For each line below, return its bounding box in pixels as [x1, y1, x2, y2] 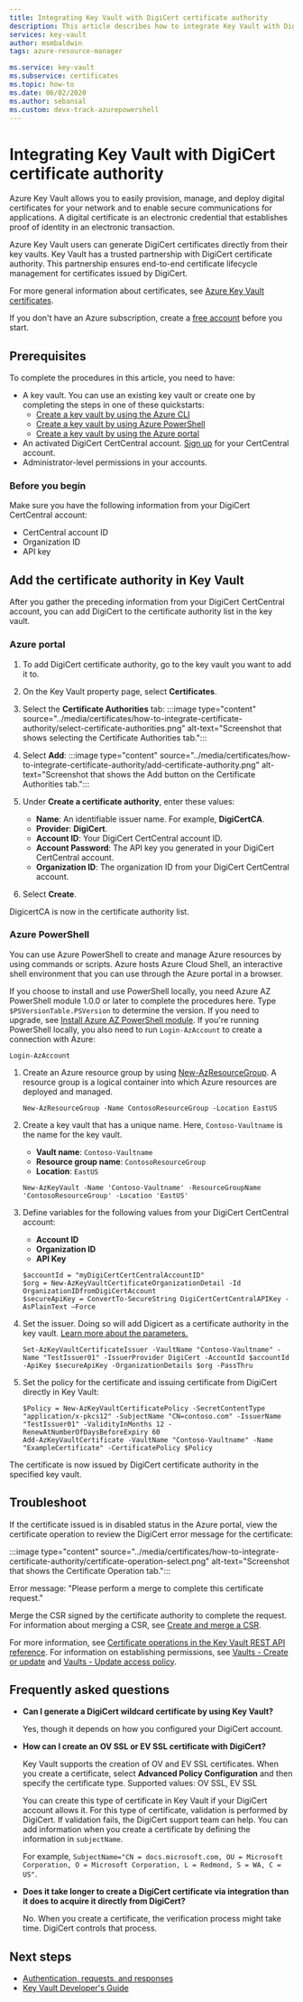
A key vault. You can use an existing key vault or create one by [22, 390, 256, 401]
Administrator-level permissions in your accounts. [22, 457, 207, 468]
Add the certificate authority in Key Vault [9, 573, 245, 588]
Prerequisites [9, 349, 87, 364]
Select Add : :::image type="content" [22, 750, 158, 760]
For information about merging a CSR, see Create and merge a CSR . [9, 1619, 262, 1630]
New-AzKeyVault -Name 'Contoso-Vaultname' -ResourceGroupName [22, 1183, 262, 1192]
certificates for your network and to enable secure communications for [9, 202, 272, 213]
